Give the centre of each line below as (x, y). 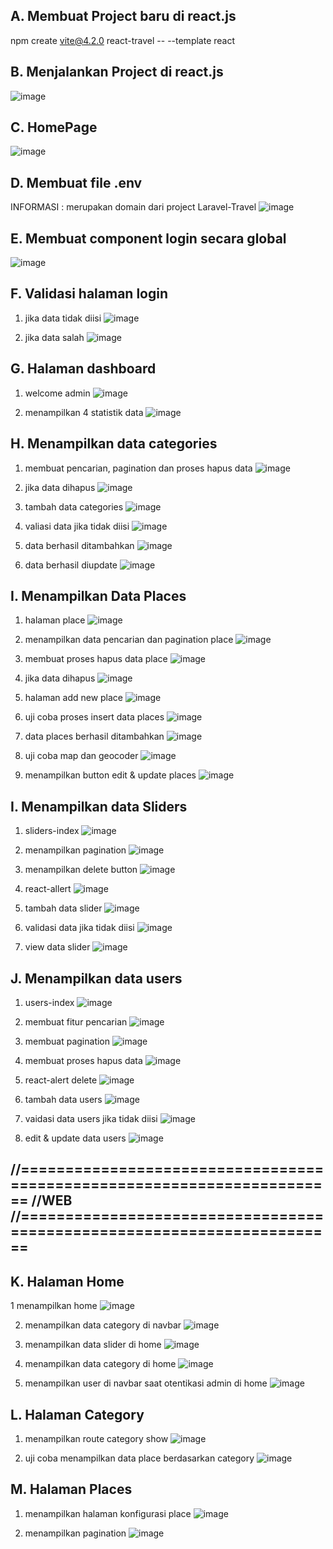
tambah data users (63, 1099)
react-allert (48, 889)
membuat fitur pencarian (76, 1021)
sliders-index (52, 831)
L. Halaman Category (77, 1414)
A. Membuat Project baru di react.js (123, 16)
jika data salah (54, 337)
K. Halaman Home (67, 1281)
